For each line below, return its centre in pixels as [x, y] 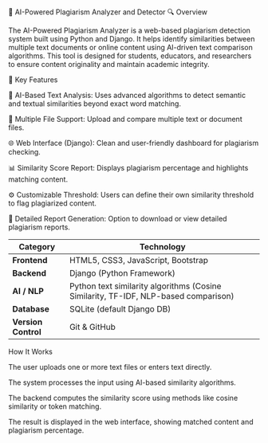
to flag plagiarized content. [53, 203]
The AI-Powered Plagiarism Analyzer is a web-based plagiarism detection [130, 30]
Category [37, 247]
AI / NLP [28, 291]
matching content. [38, 179]
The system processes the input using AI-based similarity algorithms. [122, 382]
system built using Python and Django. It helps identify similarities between [132, 39]
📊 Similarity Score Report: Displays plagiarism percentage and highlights [128, 168]
